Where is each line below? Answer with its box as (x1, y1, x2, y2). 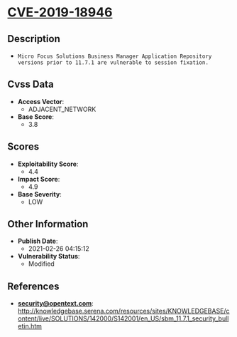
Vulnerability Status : (17, 252, 80, 261)
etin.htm (17, 322, 43, 331)
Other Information (7, 218, 89, 230)
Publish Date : (17, 237, 58, 246)
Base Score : (17, 112, 55, 121)
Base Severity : (17, 190, 62, 198)
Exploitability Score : (17, 160, 79, 168)
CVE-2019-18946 (7, 4, 113, 21)
